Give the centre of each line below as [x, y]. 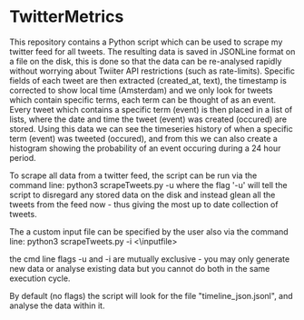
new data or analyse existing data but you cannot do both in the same [140, 268]
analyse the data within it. [57, 305]
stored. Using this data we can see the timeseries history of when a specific [151, 128]
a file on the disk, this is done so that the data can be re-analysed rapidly [146, 61]
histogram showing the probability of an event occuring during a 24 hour [145, 148]
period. [23, 157]
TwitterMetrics [67, 17]
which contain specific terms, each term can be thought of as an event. [143, 100]
